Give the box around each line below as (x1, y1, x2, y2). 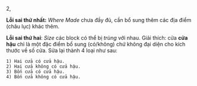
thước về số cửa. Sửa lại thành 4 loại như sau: (6, 47, 117, 54)
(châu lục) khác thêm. (6, 23, 59, 30)
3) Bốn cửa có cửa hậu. (6, 69, 65, 75)
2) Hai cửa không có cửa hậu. (6, 63, 81, 69)
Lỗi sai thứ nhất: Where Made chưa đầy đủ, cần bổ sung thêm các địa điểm (6, 17, 192, 23)
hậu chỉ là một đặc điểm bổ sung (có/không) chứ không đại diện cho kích (6, 41, 186, 47)
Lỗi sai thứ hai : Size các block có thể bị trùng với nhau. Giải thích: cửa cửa (6, 34, 188, 41)
